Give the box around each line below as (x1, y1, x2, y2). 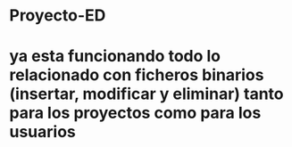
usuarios (9, 122, 76, 143)
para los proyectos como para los (9, 103, 262, 123)
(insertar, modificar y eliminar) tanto (9, 84, 284, 104)
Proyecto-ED (9, 5, 106, 26)
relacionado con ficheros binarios (9, 65, 264, 86)
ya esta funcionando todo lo (9, 46, 221, 67)
